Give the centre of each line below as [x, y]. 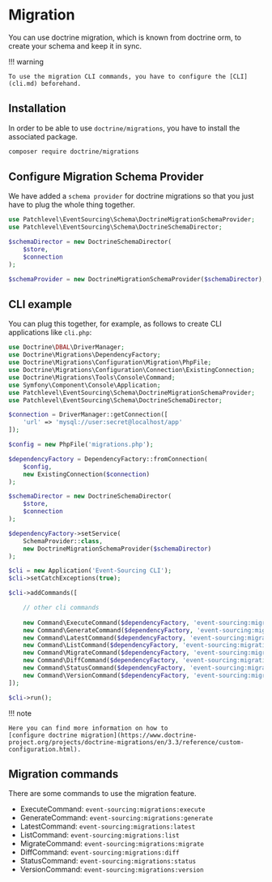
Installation [37, 108]
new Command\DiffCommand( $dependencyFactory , [101, 661]
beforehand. [61, 83]
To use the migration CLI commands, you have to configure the [117, 76]
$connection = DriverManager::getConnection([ [88, 415]
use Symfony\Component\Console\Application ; [85, 385]
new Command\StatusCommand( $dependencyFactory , [104, 668]
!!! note [20, 713]
